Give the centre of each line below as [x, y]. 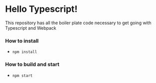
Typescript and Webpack [31, 28]
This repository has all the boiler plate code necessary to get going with [78, 23]
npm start [23, 76]
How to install [22, 41]
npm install [25, 52]
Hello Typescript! [41, 9]
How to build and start [32, 64]
